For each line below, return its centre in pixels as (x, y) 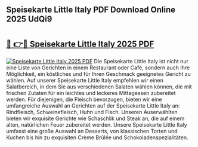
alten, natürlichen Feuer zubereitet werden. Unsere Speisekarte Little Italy (97, 125)
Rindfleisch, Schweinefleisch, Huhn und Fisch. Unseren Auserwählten (92, 112)
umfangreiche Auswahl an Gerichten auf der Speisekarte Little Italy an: (93, 106)
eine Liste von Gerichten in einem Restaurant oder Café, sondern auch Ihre (98, 68)
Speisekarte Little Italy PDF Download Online (91, 10)
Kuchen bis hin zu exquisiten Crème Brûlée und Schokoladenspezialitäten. (97, 137)
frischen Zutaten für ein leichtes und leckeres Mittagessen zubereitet (91, 93)
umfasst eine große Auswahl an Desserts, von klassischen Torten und (92, 131)
